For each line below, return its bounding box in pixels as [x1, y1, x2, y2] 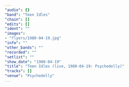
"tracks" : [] [5, 69, 32, 74]
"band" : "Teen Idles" [5, 12, 50, 17]
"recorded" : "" [5, 50, 37, 55]
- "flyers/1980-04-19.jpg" [5, 36, 61, 41]
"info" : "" [5, 40, 28, 46]
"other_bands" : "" [5, 45, 43, 50]
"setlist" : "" [5, 54, 35, 60]
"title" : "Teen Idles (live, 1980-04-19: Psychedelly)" [5, 64, 124, 69]
